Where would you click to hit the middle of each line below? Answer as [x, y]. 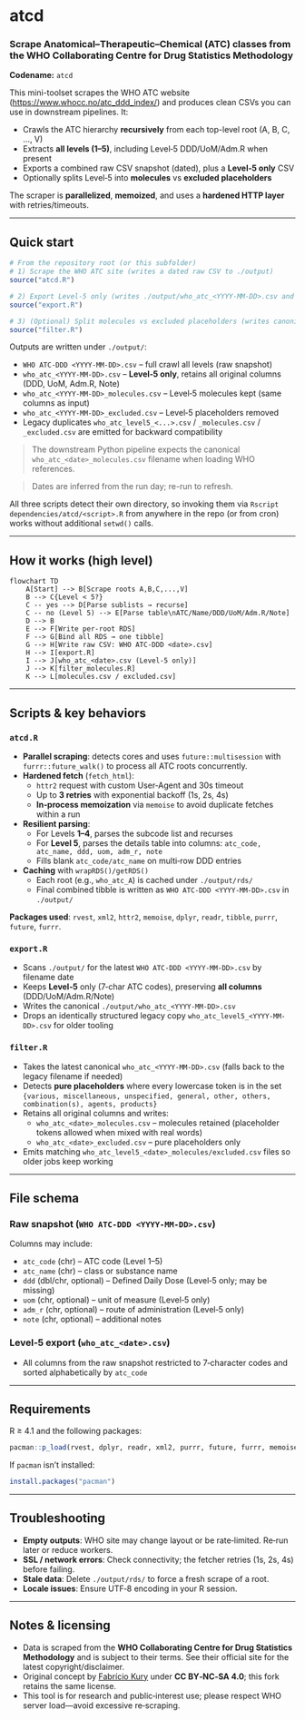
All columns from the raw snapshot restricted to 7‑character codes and [155, 1362]
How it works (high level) [81, 560]
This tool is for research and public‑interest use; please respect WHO [152, 1695]
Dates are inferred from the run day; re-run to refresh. [132, 487]
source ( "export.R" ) [46, 305]
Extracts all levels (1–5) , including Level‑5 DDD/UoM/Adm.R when [145, 149]
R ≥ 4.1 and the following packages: [76, 1431]
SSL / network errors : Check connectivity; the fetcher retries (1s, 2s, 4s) [158, 1559]
